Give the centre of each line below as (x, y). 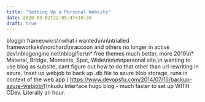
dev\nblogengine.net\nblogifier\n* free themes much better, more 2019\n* (100, 54)
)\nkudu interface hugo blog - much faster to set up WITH (116, 86)
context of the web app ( (37, 79)
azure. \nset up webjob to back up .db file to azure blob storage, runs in (97, 73)
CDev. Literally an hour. (36, 93)
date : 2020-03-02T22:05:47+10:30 (49, 18)
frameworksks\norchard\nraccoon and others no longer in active (88, 47)
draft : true (21, 23)
